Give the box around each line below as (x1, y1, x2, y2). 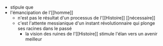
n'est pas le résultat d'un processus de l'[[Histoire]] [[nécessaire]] (17, 15, 155, 20)
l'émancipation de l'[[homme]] (10, 9, 73, 15)
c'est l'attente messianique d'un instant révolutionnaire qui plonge (17, 20, 155, 26)
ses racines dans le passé (17, 25, 72, 31)
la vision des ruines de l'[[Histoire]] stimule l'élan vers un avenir (25, 31, 158, 36)
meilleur (25, 36, 42, 42)
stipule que (10, 4, 34, 10)
